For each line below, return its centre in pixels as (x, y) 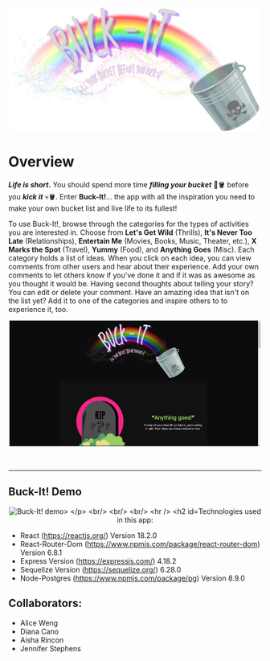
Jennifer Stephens (51, 648)
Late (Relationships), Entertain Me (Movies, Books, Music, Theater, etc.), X (133, 240)
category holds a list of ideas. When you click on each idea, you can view (130, 258)
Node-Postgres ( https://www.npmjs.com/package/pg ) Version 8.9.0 (132, 578)
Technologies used (229, 511)
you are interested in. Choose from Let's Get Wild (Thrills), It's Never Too (130, 232)
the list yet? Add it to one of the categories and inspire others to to (118, 301)
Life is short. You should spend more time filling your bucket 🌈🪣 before (129, 184)
